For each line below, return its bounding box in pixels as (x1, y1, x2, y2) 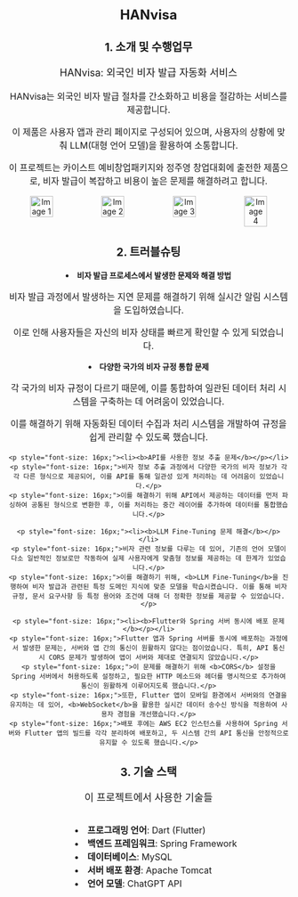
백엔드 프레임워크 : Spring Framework (87, 837, 238, 850)
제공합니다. (126, 103, 171, 116)
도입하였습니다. (123, 304, 184, 316)
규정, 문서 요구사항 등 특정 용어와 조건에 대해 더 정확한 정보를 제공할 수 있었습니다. (12, 591, 286, 600)
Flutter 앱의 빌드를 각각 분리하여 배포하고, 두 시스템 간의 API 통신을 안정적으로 (24, 729, 289, 738)
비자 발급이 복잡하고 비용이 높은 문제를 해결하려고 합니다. (42, 175, 268, 187)
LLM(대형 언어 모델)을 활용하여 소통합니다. (69, 139, 238, 151)
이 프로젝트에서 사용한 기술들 (84, 791, 213, 803)
